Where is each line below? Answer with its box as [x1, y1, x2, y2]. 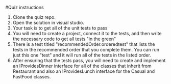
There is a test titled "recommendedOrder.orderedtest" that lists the [12, 41, 155, 47]
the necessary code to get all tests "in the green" [12, 36, 116, 42]
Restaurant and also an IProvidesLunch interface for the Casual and [12, 68, 155, 74]
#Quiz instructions [5, 5, 44, 10]
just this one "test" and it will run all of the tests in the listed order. [12, 52, 152, 58]
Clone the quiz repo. [12, 14, 56, 20]
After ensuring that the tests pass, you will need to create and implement [12, 58, 166, 63]
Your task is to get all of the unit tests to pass [12, 25, 108, 31]
